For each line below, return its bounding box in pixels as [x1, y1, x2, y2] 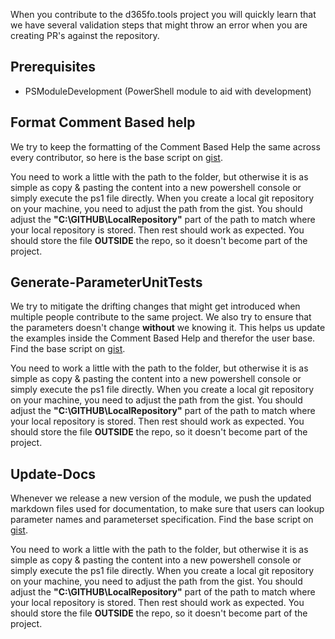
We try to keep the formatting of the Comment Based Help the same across [10, 140, 321, 153]
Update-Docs [10, 465, 97, 483]
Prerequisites [10, 59, 96, 76]
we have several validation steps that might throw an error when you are [10, 19, 308, 31]
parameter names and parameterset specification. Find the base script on [10, 514, 314, 526]
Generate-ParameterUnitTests [10, 274, 203, 291]
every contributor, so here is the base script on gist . [10, 151, 223, 163]
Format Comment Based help [10, 114, 196, 131]
